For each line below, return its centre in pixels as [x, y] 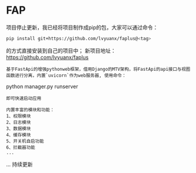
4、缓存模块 [19, 135]
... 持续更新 [20, 164]
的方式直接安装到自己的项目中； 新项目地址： [61, 50]
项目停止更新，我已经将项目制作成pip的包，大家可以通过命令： [82, 27]
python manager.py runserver [42, 86]
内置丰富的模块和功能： [30, 110]
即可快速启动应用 [24, 98]
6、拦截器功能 [21, 147]
